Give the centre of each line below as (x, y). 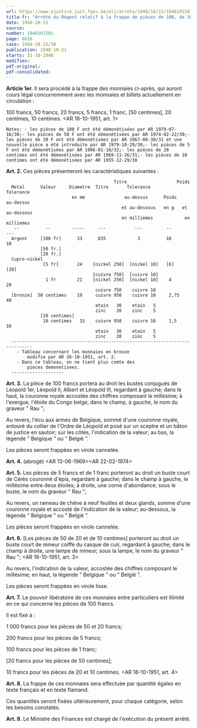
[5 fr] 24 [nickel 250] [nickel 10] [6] (109, 265)
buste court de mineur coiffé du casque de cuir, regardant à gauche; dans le (98, 544)
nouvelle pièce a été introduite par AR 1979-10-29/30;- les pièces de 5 (98, 145)
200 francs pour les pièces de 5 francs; (54, 638)
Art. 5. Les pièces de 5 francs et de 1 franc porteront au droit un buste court (98, 473)
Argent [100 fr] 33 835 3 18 (91, 239)
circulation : (20, 101)
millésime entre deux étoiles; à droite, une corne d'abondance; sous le (91, 486)
